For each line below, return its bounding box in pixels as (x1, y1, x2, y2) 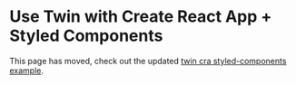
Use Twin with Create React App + (9, 6, 272, 27)
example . (9, 65, 44, 76)
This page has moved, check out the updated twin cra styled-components (9, 55, 287, 66)
